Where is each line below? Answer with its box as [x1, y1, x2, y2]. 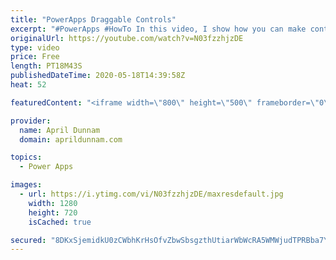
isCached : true [28, 217, 92, 227]
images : [10, 180, 43, 190]
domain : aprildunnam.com [19, 134, 123, 145]
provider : [10, 116, 52, 126]
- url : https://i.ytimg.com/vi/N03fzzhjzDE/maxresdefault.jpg [19, 189, 284, 199]
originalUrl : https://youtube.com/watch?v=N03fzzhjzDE [10, 33, 244, 43]
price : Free [10, 52, 60, 62]
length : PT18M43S [10, 61, 83, 71]
